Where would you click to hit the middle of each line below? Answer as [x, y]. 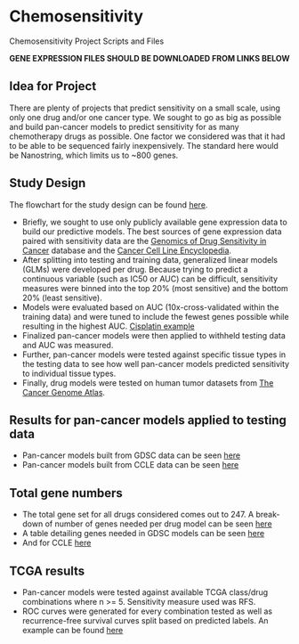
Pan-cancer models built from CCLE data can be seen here [130, 465]
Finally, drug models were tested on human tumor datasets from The [148, 383]
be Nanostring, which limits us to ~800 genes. [94, 155]
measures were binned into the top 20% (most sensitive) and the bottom [155, 288]
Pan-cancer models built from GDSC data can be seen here [131, 455]
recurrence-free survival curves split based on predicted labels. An [145, 620]
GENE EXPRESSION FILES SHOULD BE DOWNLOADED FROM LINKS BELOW [149, 58]
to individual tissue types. [69, 373]
